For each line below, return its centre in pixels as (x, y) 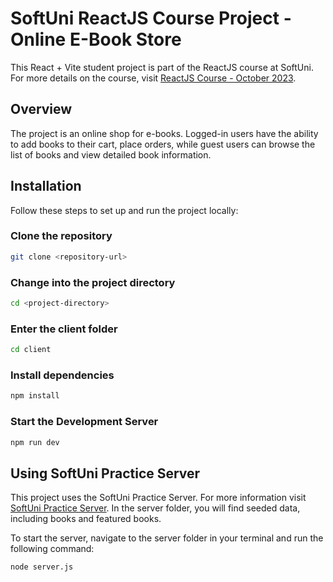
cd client (31, 350)
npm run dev (35, 442)
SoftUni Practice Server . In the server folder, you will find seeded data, (155, 508)
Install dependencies (62, 375)
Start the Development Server (84, 422)
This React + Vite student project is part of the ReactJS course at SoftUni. (162, 67)
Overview (41, 109)
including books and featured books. (86, 519)
